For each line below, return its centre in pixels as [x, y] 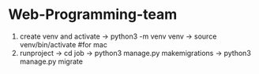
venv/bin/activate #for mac [64, 44]
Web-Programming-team [93, 15]
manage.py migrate [51, 61]
